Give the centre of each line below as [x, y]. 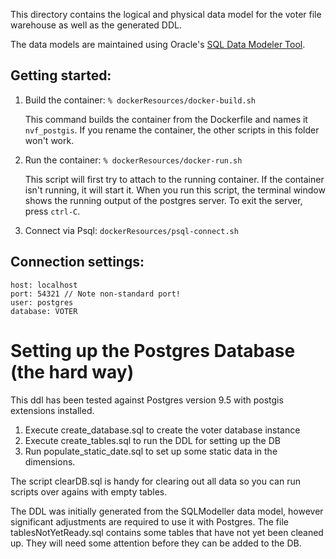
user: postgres [42, 302]
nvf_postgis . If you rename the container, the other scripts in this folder [172, 130]
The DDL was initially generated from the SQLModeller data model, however [167, 511]
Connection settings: [77, 262]
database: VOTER [44, 311]
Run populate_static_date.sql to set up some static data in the [151, 451]
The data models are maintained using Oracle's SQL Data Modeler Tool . [158, 44]
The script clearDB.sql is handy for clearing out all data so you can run [156, 481]
